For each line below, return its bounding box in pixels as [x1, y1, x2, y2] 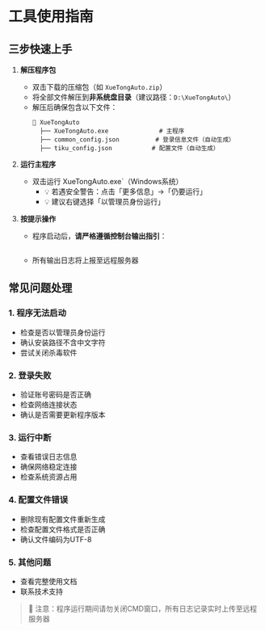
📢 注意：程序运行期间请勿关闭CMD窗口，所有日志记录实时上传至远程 [27, 604, 257, 613]
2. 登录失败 [8, 369, 52, 381]
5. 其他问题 [8, 557, 52, 568]
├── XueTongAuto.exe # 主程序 [39, 127, 185, 135]
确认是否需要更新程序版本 [19, 410, 106, 419]
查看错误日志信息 [19, 452, 78, 461]
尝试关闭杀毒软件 [19, 347, 78, 357]
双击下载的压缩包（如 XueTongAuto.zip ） [32, 82, 167, 91]
